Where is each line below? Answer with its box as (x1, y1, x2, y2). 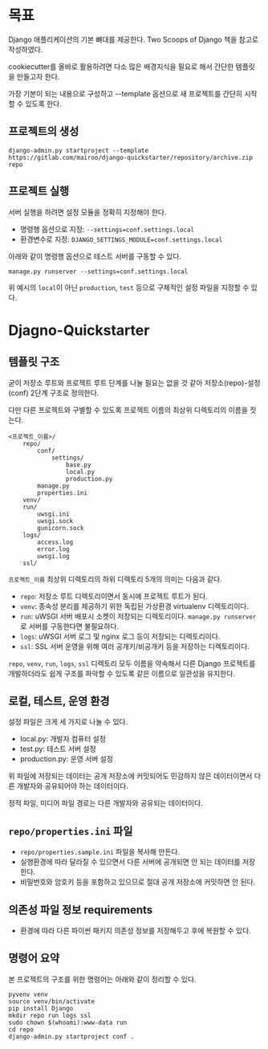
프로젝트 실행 (8, 185, 70, 198)
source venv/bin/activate (8, 997, 95, 1006)
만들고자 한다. (16, 71, 60, 81)
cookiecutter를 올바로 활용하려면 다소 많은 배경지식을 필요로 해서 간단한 (8, 61, 234, 71)
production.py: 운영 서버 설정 (19, 754, 114, 764)
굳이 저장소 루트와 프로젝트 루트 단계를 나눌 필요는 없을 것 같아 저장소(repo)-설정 (8, 378, 261, 387)
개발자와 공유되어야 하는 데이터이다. (16, 782, 128, 791)
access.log (37, 538, 74, 546)
